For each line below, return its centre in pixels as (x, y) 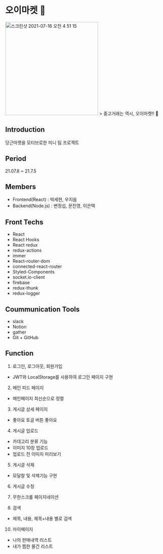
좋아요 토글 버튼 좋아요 (35, 420)
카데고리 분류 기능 (30, 441)
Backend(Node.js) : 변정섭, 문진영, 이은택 (54, 206)
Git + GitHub (25, 337)
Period (16, 159)
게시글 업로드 (25, 431)
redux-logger (26, 293)
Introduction (25, 130)
